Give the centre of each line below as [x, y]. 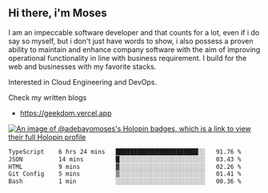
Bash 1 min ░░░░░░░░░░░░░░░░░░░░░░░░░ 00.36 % [125, 182]
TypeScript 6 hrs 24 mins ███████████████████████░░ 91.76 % [125, 151]
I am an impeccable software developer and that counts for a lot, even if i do [134, 32]
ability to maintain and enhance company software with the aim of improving [134, 49]
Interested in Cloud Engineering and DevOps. [83, 82]
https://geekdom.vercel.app [66, 113]
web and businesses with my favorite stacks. [82, 66]
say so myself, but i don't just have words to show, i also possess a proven [131, 41]
